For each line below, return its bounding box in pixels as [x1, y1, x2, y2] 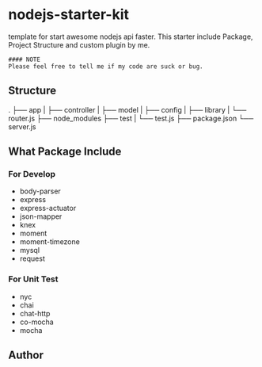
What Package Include [8, 145, 122, 159]
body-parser [19, 186, 61, 196]
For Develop [8, 169, 56, 180]
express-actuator [19, 204, 77, 213]
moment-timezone [19, 237, 81, 247]
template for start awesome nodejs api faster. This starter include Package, [8, 32, 253, 41]
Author [8, 349, 44, 362]
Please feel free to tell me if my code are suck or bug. [8, 62, 203, 71]
